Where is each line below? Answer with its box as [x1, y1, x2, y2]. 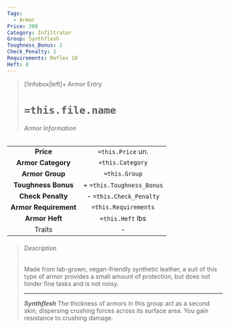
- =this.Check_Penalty [86, 191, 159, 201]
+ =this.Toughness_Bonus [83, 180, 164, 190]
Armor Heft [25, 214, 63, 223]
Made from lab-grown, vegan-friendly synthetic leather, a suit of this [23, 265, 218, 273]
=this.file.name [23, 103, 116, 117]
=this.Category [98, 159, 149, 167]
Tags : [7, 10, 23, 17]
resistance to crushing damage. [23, 314, 114, 322]
